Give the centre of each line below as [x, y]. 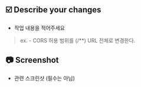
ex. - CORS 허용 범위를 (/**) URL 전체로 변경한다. [78, 40]
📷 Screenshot [32, 60]
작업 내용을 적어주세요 [40, 28]
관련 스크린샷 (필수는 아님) [44, 78]
